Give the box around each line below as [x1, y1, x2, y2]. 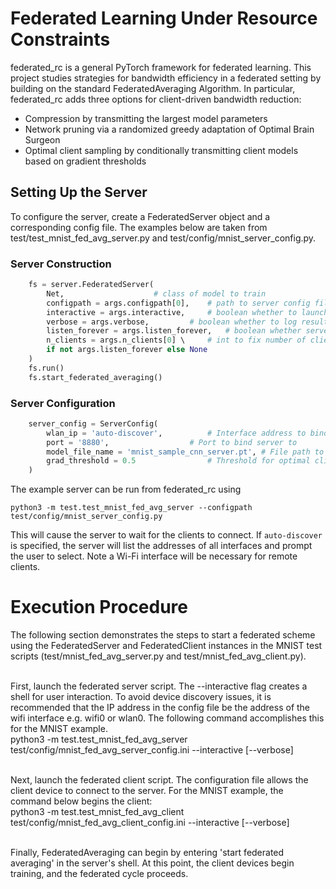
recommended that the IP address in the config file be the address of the [10, 702, 311, 714]
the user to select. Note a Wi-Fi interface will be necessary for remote [10, 550, 298, 562]
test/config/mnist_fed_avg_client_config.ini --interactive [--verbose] [10, 817, 290, 829]
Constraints [10, 28, 111, 51]
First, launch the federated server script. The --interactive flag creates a [10, 680, 308, 692]
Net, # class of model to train [46, 288, 267, 299]
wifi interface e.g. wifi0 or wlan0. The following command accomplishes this [10, 712, 325, 724]
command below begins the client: [10, 795, 153, 807]
